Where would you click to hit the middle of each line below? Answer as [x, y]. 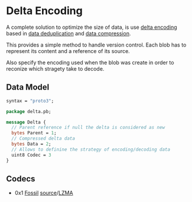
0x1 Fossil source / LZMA [44, 193]
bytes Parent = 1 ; [34, 133]
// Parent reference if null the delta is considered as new [88, 128]
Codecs [21, 179]
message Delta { [26, 122]
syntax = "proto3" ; [30, 101]
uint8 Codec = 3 [31, 155]
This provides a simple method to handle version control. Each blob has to [96, 45]
